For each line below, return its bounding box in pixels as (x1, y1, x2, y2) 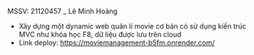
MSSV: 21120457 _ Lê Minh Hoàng (7, 7, 118, 15)
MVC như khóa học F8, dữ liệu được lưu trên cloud (18, 30, 182, 39)
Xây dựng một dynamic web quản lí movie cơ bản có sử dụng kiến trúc (18, 22, 247, 30)
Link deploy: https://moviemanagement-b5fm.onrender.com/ (18, 38, 215, 47)
